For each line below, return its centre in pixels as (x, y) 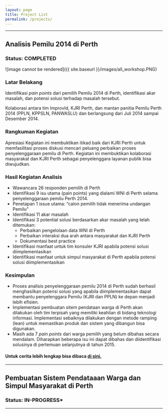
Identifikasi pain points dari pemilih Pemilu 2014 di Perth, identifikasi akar (80, 93)
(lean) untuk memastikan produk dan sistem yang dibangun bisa (78, 323)
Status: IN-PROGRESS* (34, 400)
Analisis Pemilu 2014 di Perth (52, 44)
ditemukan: (24, 225)
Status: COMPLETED (31, 58)
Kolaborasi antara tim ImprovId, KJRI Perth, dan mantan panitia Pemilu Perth (83, 108)
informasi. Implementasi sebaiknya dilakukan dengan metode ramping (84, 318)
